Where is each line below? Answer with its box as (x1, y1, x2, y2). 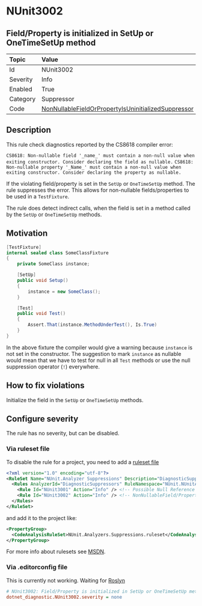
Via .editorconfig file (6, 563, 68, 572)
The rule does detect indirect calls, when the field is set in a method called (6, 204, 191, 212)
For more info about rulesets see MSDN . (6, 548, 106, 555)
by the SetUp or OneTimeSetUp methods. (6, 210, 102, 218)
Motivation (6, 228, 48, 239)
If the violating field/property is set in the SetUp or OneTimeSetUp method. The (6, 180, 195, 187)
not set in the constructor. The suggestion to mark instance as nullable (6, 350, 182, 357)
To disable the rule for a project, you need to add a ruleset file (6, 458, 159, 465)
